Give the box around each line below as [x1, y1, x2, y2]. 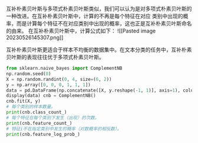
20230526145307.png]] [6, 34, 64, 41]
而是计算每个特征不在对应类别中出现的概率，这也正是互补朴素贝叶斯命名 [16, 20, 192, 27]
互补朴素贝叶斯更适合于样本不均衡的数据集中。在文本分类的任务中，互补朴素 [6, 46, 192, 53]
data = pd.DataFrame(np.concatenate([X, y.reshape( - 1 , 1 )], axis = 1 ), [6, 87, 181, 93]
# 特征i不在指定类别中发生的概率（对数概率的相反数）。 [6, 126, 122, 132]
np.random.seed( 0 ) [6, 70, 51, 77]
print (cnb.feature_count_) [6, 120, 72, 126]
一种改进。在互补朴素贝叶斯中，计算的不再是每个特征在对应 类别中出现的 [6, 12, 183, 19]
